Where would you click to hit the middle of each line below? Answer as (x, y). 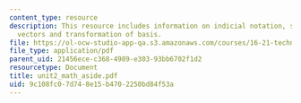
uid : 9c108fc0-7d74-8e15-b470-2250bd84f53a (92, 84)
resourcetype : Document (54, 68)
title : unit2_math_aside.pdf (64, 76)
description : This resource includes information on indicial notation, (148, 26)
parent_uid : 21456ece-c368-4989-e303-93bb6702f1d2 (106, 59)
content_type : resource (54, 17)
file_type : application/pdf (62, 51)
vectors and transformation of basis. (90, 34)
